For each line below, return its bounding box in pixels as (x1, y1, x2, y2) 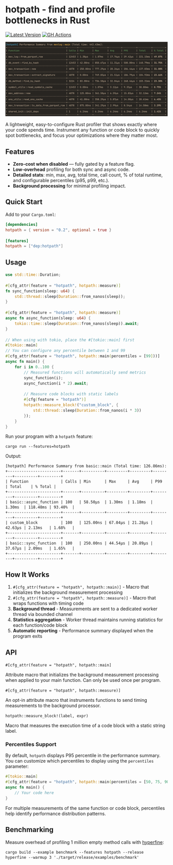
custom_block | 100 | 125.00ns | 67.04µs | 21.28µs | (10, 520, 153, 525)
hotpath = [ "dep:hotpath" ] (5, 243, 63, 249)
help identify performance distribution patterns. (5, 810, 107, 817)
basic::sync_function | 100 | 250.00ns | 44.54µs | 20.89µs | (10, 541, 153, 546)
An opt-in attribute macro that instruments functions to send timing (5, 697, 148, 703)
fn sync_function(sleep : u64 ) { (5, 288, 75, 294)
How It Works (5, 570, 50, 579)
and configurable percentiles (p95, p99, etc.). (12, 178, 110, 184)
